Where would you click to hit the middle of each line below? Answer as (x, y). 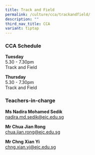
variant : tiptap (22, 28)
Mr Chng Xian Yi (22, 141)
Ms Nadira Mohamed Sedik (34, 111)
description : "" (22, 19)
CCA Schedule (23, 46)
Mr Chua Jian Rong (25, 126)
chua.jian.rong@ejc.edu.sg (33, 132)
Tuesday (14, 57)
